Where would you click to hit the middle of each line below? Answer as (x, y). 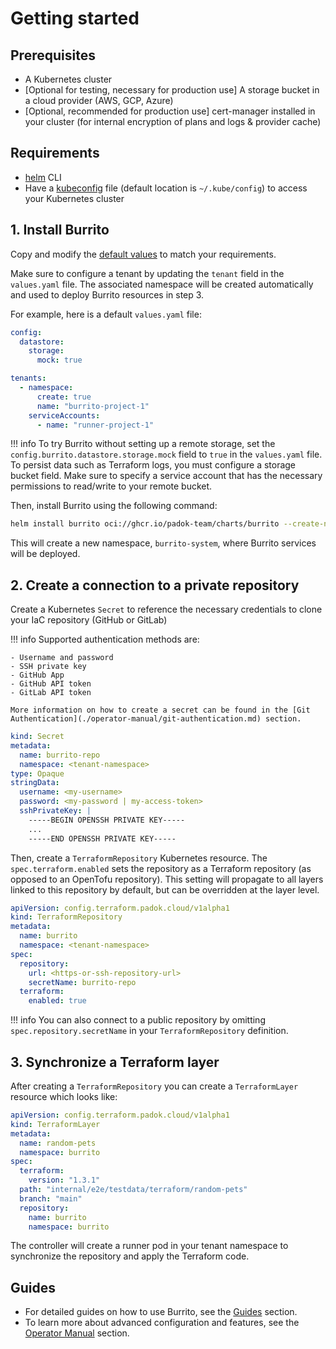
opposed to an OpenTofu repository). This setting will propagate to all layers (167, 879)
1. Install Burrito (60, 230)
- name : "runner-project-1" (95, 425)
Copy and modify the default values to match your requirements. (143, 254)
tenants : (28, 378)
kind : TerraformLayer (55, 1124)
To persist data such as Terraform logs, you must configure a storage (153, 465)
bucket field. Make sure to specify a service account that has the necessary (166, 476)
